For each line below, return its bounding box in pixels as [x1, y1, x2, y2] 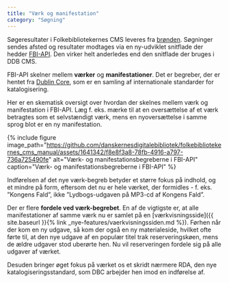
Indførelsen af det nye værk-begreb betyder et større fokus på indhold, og [7, 175, 217, 184]
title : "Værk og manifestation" [7, 10, 99, 17]
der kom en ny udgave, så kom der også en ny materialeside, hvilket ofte [7, 225, 212, 234]
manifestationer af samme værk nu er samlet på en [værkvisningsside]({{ [7, 210, 214, 219]
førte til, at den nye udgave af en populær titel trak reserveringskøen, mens [7, 232, 219, 241]
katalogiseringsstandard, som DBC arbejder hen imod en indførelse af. [7, 268, 205, 276]
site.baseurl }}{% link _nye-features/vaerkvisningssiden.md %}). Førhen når [7, 218, 221, 226]
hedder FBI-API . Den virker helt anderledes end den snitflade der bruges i [7, 49, 215, 58]
